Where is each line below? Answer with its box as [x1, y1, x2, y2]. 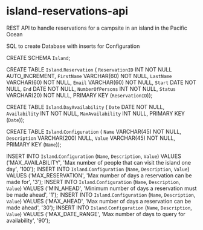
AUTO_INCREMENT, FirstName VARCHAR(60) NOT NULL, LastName [6, 72, 172, 79]
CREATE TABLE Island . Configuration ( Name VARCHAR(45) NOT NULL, [6, 128, 181, 135]
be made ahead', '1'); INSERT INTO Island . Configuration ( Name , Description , [6, 191, 196, 198]
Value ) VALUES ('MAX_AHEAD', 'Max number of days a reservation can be [6, 197, 192, 205]
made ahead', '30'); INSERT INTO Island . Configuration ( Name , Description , [6, 204, 192, 211]
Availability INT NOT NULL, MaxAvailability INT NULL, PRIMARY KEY [6, 110, 185, 117]
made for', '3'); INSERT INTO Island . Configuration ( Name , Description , [6, 178, 181, 185]
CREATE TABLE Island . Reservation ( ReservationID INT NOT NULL [6, 65, 172, 73]
